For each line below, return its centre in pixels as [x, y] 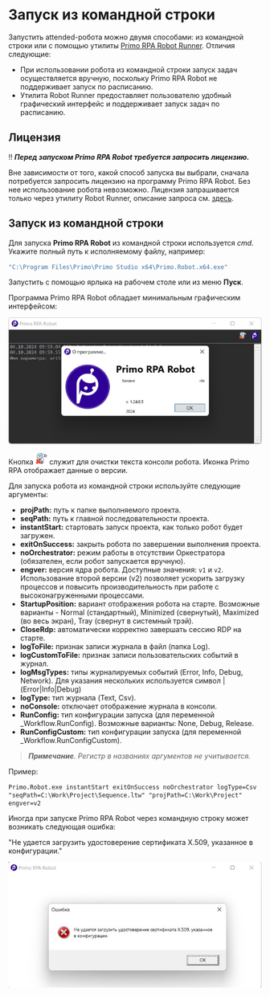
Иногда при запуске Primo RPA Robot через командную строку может [129, 818]
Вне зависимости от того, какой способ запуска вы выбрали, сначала [129, 172]
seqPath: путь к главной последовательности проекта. [115, 519]
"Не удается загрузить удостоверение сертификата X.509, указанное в [131, 843]
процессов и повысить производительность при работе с [119, 587]
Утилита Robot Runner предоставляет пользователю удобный [125, 95]
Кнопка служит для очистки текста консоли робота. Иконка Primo [129, 462]
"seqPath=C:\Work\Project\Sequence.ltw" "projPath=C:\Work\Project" [125, 796]
